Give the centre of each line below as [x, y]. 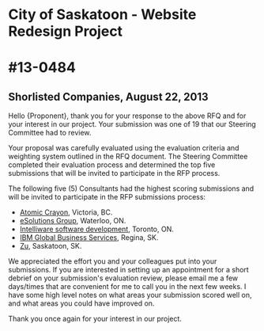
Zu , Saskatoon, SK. [51, 246]
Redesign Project [66, 31]
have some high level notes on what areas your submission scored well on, [130, 295]
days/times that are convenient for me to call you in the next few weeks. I [127, 287]
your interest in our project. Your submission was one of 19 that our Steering [132, 124]
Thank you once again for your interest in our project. [95, 319]
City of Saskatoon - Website [102, 15]
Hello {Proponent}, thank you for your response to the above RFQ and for [127, 116]
